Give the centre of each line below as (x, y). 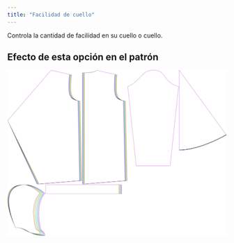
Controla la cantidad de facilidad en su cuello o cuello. (85, 35)
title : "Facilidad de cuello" (51, 15)
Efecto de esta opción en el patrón (83, 57)
